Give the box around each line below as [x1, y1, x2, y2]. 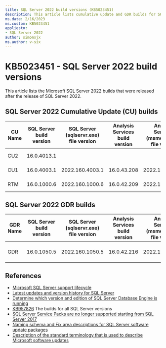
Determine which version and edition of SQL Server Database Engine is [12, 295, 158, 301]
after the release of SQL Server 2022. [5, 93, 82, 99]
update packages [12, 327, 48, 333]
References [5, 271, 41, 280]
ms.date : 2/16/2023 [5, 16, 45, 21]
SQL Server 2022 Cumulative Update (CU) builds [5, 108, 158, 116]
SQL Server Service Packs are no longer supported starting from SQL [12, 311, 154, 317]
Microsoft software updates [12, 338, 69, 344]
